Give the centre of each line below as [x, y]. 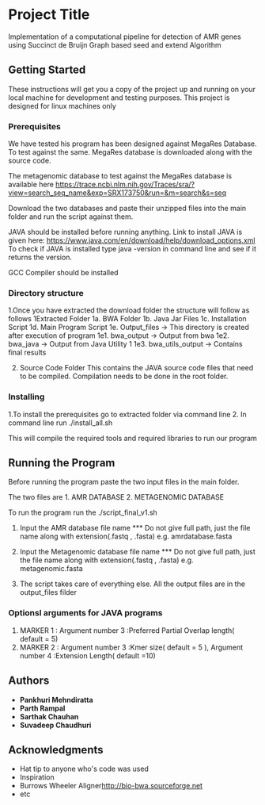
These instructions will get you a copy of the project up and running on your [132, 89]
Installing [26, 397]
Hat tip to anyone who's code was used [84, 769]
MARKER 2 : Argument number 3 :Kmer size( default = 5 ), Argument [131, 647]
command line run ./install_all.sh [61, 423]
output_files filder [48, 592]
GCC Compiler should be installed [63, 273]
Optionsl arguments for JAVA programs [85, 613]
